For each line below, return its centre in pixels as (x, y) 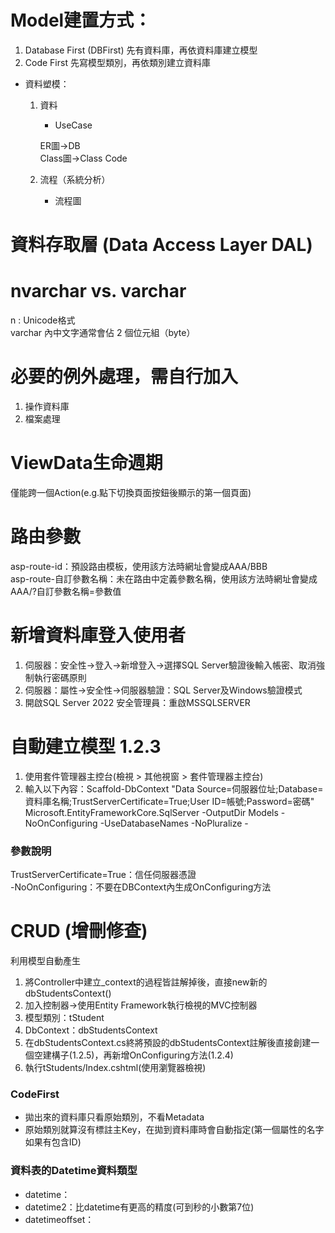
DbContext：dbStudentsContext (91, 1030)
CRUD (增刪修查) (79, 931)
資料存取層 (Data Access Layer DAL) (161, 245)
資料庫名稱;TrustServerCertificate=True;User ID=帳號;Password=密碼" (169, 801)
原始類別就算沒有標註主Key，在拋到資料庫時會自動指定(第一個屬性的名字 (174, 1130)
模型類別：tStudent (64, 1017)
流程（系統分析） (75, 179)
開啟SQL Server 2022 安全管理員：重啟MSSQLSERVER (137, 702)
